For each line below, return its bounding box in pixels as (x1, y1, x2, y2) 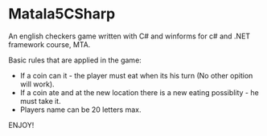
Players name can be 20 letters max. (19, 105, 142, 114)
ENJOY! (8, 120, 35, 130)
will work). (19, 79, 55, 89)
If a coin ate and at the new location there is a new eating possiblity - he (19, 87, 259, 97)
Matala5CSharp (8, 5, 116, 23)
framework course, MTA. (8, 39, 91, 49)
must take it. (19, 96, 62, 106)
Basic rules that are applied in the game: (8, 55, 142, 65)
